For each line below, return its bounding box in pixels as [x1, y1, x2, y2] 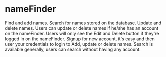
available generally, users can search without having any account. [5, 46, 141, 52]
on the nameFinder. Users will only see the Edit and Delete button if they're [5, 30, 159, 36]
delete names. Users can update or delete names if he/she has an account [5, 25, 159, 31]
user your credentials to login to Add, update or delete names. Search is [5, 41, 153, 47]
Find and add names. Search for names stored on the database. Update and [5, 20, 161, 26]
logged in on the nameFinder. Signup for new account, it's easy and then [5, 36, 155, 42]
